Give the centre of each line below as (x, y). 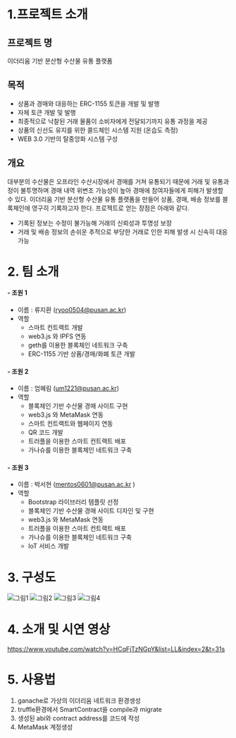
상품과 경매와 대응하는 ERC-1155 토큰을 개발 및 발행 (88, 104)
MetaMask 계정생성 (45, 727)
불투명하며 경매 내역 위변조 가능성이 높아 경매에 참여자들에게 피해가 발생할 (122, 190)
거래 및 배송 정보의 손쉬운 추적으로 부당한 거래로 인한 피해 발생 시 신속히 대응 (123, 232)
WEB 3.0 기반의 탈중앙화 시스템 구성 (68, 139)
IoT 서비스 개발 (48, 546)
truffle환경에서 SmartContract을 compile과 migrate (89, 710)
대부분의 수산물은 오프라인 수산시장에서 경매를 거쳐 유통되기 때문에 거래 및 (109, 181)
